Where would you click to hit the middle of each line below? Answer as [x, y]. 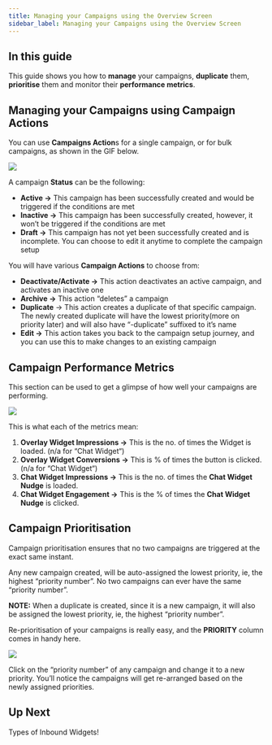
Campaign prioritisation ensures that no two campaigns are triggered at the [134, 548]
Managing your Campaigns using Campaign [122, 110]
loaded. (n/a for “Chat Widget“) [72, 451]
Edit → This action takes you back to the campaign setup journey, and [137, 333]
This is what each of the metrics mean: [73, 426]
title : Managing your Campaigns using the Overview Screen [110, 16]
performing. [28, 395]
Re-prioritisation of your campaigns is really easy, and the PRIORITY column [136, 630]
